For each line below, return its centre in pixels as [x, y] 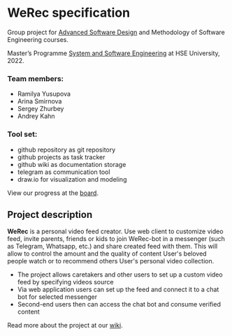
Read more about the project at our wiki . [65, 326]
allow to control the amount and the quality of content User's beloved [107, 254]
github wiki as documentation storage [72, 164]
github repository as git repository [66, 149]
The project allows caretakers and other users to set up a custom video [120, 275]
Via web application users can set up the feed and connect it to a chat [118, 290]
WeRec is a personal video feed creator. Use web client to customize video [115, 231]
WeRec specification [69, 13]
